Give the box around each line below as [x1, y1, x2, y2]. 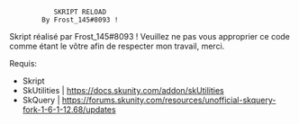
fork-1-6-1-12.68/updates [22, 104, 116, 115]
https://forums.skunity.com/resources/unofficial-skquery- [61, 94, 276, 105]
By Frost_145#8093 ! [41, 15, 119, 24]
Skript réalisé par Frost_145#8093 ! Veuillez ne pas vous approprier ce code [9, 31, 291, 41]
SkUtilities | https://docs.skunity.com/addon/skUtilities [22, 85, 224, 95]
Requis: [9, 58, 38, 68]
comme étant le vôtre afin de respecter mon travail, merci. [9, 40, 225, 51]
